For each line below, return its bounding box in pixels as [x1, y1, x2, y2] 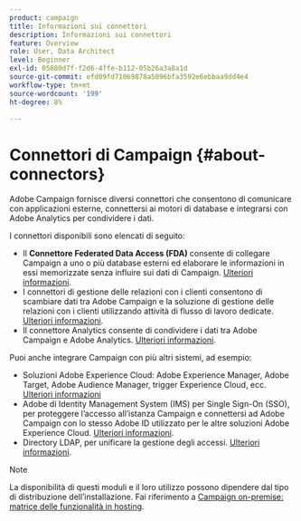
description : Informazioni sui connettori [9, 30, 172, 39]
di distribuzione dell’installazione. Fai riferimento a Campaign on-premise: [9, 491, 284, 503]
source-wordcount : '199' [9, 89, 103, 98]
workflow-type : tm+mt [9, 81, 91, 90]
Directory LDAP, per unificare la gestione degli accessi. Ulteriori [22, 437, 260, 449]
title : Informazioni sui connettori [9, 22, 147, 31]
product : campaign [9, 13, 79, 23]
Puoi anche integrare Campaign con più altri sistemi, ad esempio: [9, 352, 252, 363]
